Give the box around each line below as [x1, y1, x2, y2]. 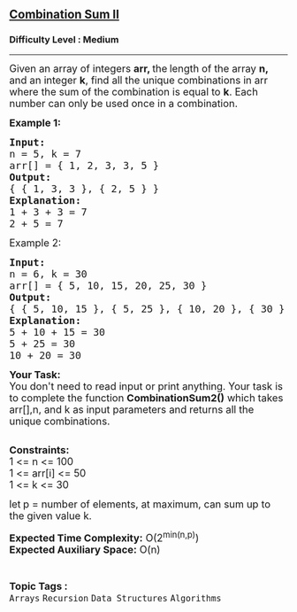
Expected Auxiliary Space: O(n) [9, 543, 161, 556]
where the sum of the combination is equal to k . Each [9, 85, 259, 98]
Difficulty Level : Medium [9, 34, 119, 46]
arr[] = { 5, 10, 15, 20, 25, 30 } [9, 279, 208, 291]
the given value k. [9, 509, 93, 522]
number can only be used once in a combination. [9, 97, 239, 110]
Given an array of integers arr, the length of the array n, [9, 62, 269, 74]
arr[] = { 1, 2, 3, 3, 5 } [9, 159, 159, 172]
